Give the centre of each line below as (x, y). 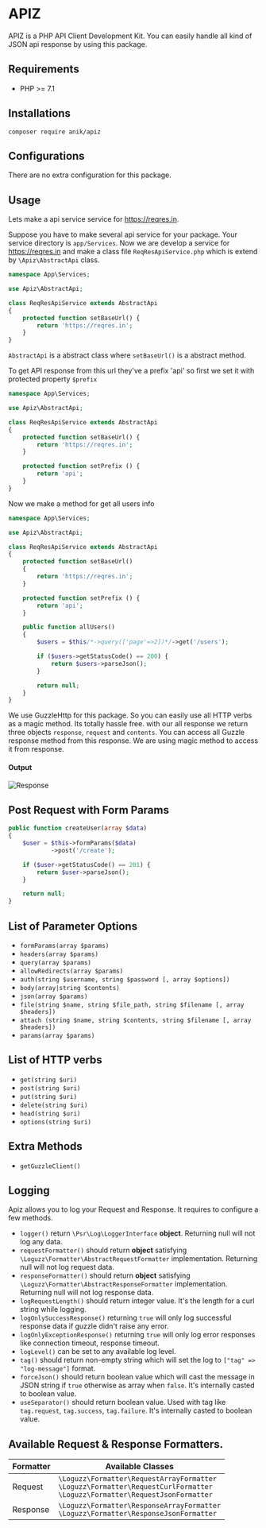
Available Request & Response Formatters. (116, 1444)
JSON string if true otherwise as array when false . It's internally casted (137, 1385)
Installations (40, 113)
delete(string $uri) (54, 1105)
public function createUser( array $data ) (78, 828)
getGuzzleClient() (50, 1166)
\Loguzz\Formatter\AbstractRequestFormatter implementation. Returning (139, 1259)
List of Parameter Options (73, 926)
